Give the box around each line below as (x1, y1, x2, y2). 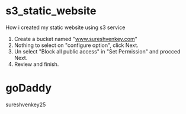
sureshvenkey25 (5, 101, 46, 108)
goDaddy (5, 81, 52, 95)
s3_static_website (5, 4, 97, 18)
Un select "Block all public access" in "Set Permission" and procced (14, 47, 181, 55)
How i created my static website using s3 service (5, 24, 126, 31)
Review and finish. (14, 61, 59, 68)
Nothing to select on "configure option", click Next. (14, 42, 139, 49)
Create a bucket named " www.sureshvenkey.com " (14, 35, 137, 42)
